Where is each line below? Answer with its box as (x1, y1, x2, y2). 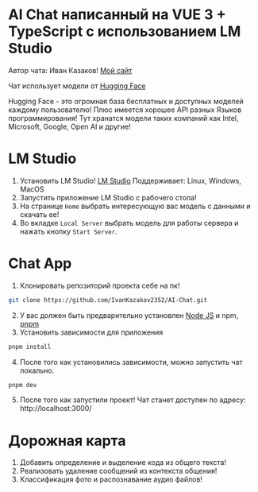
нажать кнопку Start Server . (19, 227, 117, 236)
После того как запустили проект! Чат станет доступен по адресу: (19, 395, 246, 405)
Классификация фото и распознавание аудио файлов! (19, 475, 202, 484)
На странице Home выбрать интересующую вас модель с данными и (19, 201, 252, 211)
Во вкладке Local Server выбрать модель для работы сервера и (19, 218, 239, 227)
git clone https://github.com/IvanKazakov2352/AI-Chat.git (8, 296, 208, 304)
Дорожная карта (8, 432, 126, 450)
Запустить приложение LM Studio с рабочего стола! (19, 192, 197, 202)
